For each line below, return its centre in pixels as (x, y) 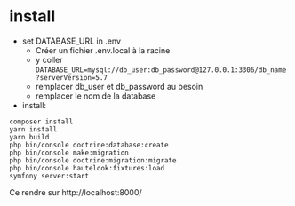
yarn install (33, 129)
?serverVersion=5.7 (72, 77)
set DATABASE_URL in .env (72, 41)
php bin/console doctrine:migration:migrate (93, 160)
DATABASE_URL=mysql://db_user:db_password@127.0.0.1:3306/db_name (161, 70)
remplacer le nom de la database (96, 96)
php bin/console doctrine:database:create (89, 145)
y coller (49, 59)
